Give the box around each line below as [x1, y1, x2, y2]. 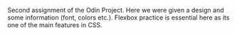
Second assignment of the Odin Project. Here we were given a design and [7, 6, 224, 14]
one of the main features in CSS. [7, 21, 103, 29]
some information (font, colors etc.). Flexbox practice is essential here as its [7, 13, 230, 22]
